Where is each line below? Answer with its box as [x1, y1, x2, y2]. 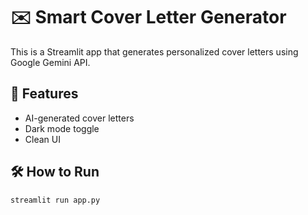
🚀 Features [10, 85, 79, 103]
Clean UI [24, 133, 61, 145]
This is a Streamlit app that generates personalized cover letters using [10, 45, 299, 58]
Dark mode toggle [24, 122, 100, 134]
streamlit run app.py [10, 195, 101, 205]
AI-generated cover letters [24, 112, 135, 124]
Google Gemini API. [10, 56, 91, 68]
